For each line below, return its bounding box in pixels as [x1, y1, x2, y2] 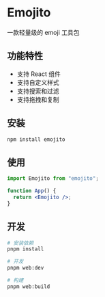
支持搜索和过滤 [16, 87, 59, 95]
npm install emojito [7, 135, 66, 143]
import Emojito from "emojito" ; [7, 175, 99, 182]
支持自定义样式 [16, 78, 59, 86]
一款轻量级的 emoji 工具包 [7, 28, 80, 36]
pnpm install [7, 246, 44, 253]
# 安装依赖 [7, 240, 34, 246]
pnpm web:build [7, 283, 50, 290]
